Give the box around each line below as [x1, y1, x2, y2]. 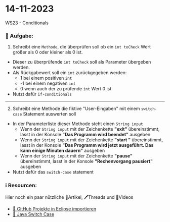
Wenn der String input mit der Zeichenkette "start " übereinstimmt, [20, 137, 163, 143]
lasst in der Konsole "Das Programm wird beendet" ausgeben [20, 132, 151, 138]
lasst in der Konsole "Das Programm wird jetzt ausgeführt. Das [20, 142, 154, 148]
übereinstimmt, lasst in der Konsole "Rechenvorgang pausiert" [20, 158, 153, 164]
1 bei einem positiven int [20, 75, 72, 81]
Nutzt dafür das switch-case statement [12, 169, 94, 175]
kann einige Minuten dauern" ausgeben [20, 147, 105, 154]
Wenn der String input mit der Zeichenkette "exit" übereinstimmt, [20, 126, 160, 132]
